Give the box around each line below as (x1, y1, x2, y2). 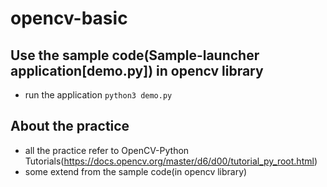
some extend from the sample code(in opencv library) (24, 165, 248, 177)
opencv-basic (10, 7, 128, 30)
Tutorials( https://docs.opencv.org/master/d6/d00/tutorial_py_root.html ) (24, 155, 318, 167)
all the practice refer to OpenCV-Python (24, 144, 190, 156)
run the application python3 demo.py (24, 89, 173, 101)
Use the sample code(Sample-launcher (10, 47, 260, 64)
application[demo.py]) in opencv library (10, 62, 264, 79)
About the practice (10, 118, 130, 135)
